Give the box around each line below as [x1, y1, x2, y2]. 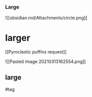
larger [5, 32, 31, 43]
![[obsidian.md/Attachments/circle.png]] [5, 15, 88, 21]
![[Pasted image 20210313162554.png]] [5, 58, 86, 64]
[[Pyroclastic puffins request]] [5, 49, 67, 55]
